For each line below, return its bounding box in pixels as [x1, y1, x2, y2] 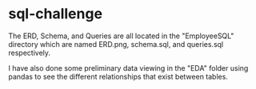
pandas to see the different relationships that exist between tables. [8, 72, 228, 81]
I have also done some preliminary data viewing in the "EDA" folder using [8, 63, 249, 72]
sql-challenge [8, 5, 102, 23]
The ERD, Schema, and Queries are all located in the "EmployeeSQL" [8, 31, 234, 41]
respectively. [8, 48, 50, 57]
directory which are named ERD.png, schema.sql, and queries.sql [8, 39, 224, 48]
